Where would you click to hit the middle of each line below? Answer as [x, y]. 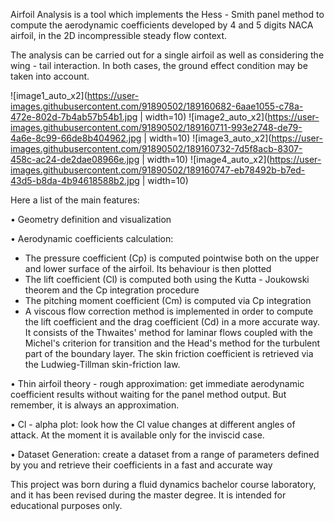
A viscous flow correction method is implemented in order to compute [169, 311]
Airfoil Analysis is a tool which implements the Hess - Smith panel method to [167, 14]
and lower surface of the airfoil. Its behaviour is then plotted [148, 268]
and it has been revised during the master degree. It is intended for [148, 495]
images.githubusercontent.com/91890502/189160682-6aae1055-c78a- [157, 106]
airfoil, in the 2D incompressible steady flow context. [119, 35]
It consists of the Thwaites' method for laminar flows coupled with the [168, 332]
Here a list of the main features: [75, 200]
